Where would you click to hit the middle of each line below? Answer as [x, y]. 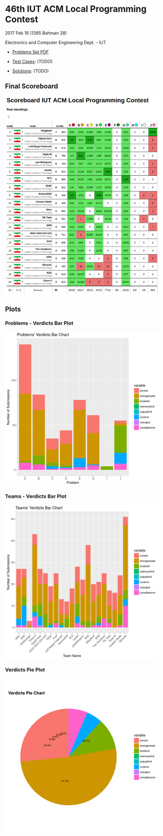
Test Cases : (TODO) [32, 61]
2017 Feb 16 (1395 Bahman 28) [36, 33]
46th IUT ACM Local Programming [76, 9]
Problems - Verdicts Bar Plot [39, 323]
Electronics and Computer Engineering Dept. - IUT [56, 42]
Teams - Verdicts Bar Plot [36, 496]
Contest [21, 19]
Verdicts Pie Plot [25, 670]
